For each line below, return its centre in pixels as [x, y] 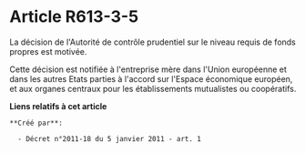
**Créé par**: [36, 123]
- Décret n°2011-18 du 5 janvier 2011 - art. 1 [110, 138]
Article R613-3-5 [74, 17]
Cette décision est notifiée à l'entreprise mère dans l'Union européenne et [148, 69]
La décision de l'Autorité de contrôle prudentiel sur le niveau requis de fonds [152, 42]
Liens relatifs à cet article [58, 106]
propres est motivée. [48, 51]
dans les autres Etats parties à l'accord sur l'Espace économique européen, [151, 78]
